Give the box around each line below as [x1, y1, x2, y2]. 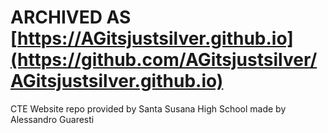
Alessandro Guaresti [10, 113, 95, 125]
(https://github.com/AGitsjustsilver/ [10, 49, 318, 71]
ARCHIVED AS [10, 6, 132, 29]
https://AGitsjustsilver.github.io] [17, 27, 294, 50]
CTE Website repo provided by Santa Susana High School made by [10, 102, 287, 115]
